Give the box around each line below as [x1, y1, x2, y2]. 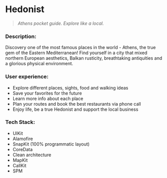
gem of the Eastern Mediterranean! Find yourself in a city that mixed [5, 50, 148, 56]
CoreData [12, 146, 33, 152]
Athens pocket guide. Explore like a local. [17, 20, 104, 26]
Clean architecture [12, 152, 52, 158]
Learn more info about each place [12, 95, 83, 102]
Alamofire [12, 136, 33, 142]
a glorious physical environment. [5, 61, 73, 67]
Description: [5, 33, 36, 40]
